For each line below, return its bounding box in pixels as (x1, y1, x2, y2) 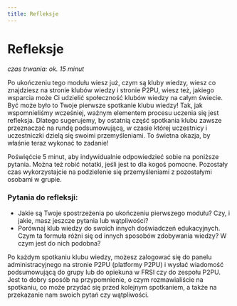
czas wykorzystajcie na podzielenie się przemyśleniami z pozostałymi (7, 168, 212, 176)
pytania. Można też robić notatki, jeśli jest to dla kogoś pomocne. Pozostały (7, 160, 228, 168)
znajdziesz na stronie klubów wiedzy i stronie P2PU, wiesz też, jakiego (7, 86, 215, 94)
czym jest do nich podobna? (17, 239, 101, 247)
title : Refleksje (7, 10, 59, 18)
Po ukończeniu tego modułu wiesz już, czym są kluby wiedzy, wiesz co (7, 78, 216, 87)
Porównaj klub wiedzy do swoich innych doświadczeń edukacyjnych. (17, 224, 221, 232)
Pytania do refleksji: (7, 192, 78, 202)
